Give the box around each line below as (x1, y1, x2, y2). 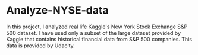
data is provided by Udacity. (6, 42, 76, 49)
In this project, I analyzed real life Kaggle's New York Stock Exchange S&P (6, 23, 188, 30)
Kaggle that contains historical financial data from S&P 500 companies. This (6, 35, 192, 43)
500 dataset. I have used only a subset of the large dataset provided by (6, 29, 181, 36)
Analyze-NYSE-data (6, 4, 109, 17)
